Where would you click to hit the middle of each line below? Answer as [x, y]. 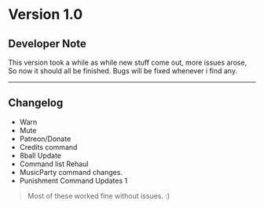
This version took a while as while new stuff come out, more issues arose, [128, 62]
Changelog [36, 103]
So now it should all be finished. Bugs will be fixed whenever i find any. [123, 71]
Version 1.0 [46, 15]
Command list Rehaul [54, 164]
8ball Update [40, 155]
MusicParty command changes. [71, 172]
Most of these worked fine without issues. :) [99, 195]
